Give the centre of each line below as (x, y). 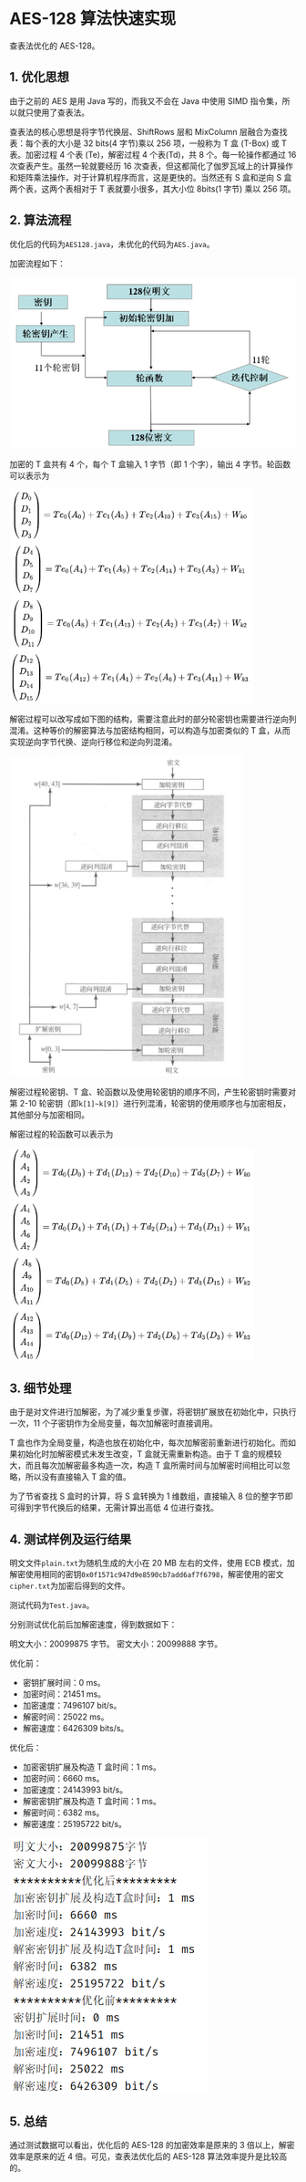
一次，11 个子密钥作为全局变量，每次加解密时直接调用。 (114, 1423)
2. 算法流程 (41, 220)
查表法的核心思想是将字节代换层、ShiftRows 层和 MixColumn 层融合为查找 (149, 131)
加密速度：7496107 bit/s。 (72, 1706)
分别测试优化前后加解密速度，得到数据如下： (93, 1625)
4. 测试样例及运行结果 (71, 1539)
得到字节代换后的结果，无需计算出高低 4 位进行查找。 (117, 1508)
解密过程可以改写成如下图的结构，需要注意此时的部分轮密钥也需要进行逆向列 (153, 719)
